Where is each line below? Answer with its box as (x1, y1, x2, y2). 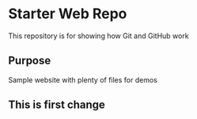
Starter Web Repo (8, 5, 127, 23)
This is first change (8, 98, 105, 112)
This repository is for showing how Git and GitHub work (8, 31, 189, 40)
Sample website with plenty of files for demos (8, 75, 158, 84)
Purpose (8, 54, 51, 67)
